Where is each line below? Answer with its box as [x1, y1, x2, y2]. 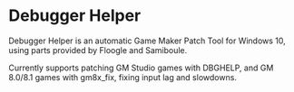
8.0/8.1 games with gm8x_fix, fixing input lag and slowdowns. [8, 71, 238, 82]
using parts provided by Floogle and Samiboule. [8, 44, 188, 55]
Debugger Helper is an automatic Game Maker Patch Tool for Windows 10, [8, 35, 287, 46]
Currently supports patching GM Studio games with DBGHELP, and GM [8, 62, 274, 73]
